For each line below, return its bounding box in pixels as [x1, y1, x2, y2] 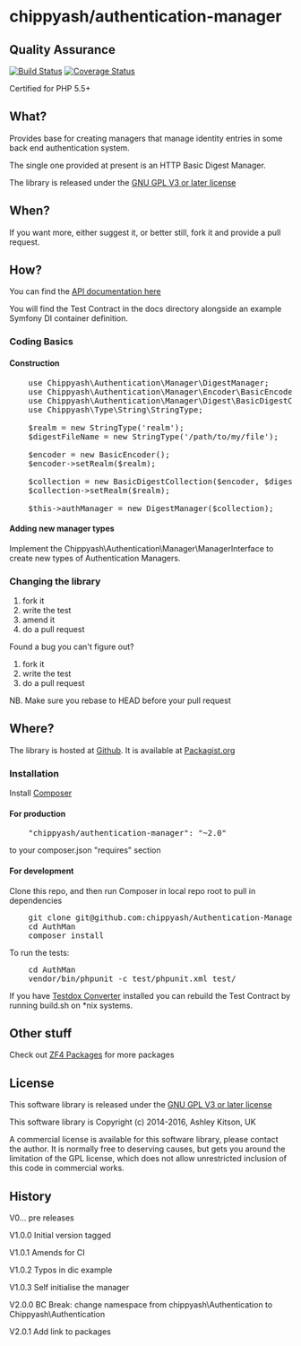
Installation [9, 767, 60, 779]
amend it [21, 614, 56, 625]
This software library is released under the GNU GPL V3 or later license [9, 1099, 272, 1110]
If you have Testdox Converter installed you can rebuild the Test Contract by [9, 990, 291, 1001]
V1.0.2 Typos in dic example [9, 1264, 113, 1275]
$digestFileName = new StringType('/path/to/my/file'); [28, 431, 279, 441]
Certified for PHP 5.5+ [9, 83, 91, 93]
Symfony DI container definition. [9, 313, 128, 324]
